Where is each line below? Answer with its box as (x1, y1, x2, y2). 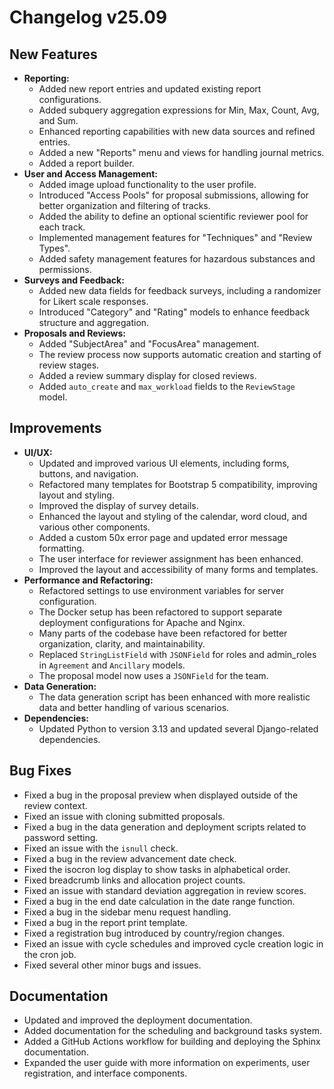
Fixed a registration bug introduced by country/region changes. (23, 927, 286, 939)
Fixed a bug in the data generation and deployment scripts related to (23, 821, 307, 833)
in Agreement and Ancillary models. (38, 659, 186, 671)
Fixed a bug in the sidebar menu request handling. (23, 906, 232, 918)
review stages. (38, 359, 100, 371)
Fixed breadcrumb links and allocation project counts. (23, 874, 246, 886)
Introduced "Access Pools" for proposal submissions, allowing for (38, 189, 309, 201)
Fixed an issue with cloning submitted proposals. (23, 810, 226, 822)
